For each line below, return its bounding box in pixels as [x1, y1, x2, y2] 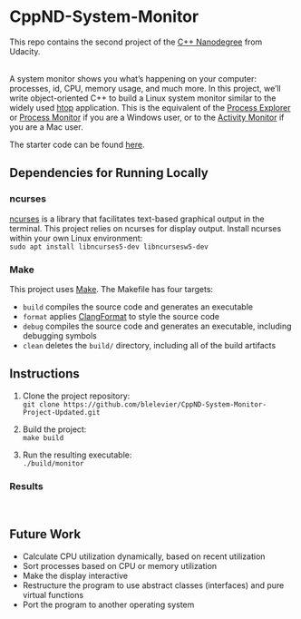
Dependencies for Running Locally [9, 165, 209, 181]
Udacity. [9, 45, 41, 56]
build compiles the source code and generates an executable [22, 301, 254, 312]
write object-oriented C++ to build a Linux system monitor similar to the [9, 93, 277, 103]
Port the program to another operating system [22, 599, 195, 610]
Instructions [9, 366, 80, 382]
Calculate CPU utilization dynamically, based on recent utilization [22, 551, 266, 562]
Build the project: [22, 424, 87, 435]
